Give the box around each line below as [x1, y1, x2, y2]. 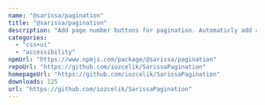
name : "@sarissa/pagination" [8, 11, 104, 20]
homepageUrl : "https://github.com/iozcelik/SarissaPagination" [8, 70, 221, 78]
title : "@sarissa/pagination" [8, 19, 108, 27]
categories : [8, 33, 47, 42]
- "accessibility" [15, 48, 77, 56]
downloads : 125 [8, 77, 58, 85]
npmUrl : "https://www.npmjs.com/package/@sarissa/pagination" [8, 56, 217, 64]
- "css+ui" [15, 41, 51, 49]
